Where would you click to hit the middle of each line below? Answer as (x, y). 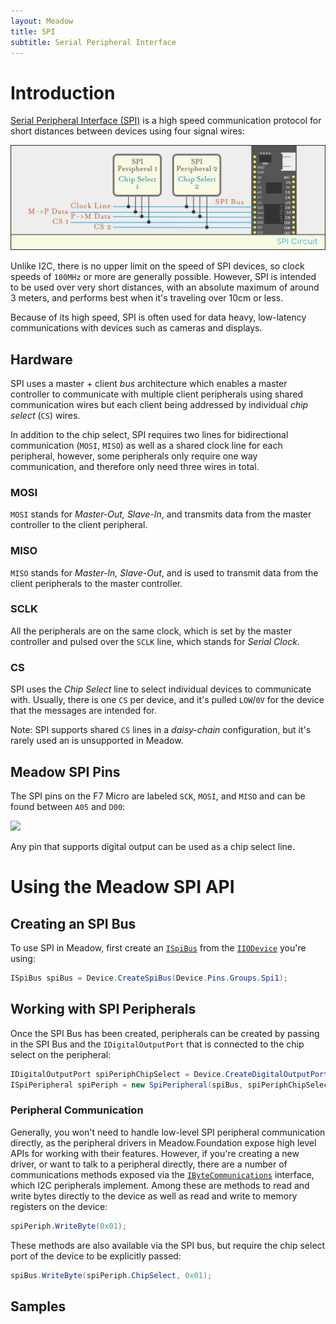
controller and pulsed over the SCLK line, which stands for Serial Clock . (155, 641)
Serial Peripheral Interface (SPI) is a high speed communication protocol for (166, 121)
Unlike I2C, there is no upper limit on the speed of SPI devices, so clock (157, 266)
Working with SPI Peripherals (103, 1009)
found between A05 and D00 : (68, 806)
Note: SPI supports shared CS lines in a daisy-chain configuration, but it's (161, 730)
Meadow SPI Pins (65, 771)
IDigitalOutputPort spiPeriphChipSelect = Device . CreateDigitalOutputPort (169, 1074)
